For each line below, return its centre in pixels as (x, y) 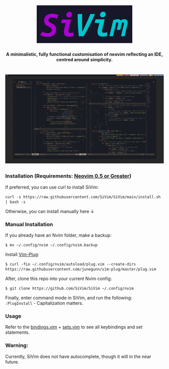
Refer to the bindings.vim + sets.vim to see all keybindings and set (74, 327)
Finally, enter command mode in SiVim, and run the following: (69, 298)
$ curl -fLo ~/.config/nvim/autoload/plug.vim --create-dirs (71, 264)
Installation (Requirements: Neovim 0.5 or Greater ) (68, 176)
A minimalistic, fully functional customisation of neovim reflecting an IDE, (84, 54)
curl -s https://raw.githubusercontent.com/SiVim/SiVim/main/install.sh (83, 197)
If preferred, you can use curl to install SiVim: (52, 187)
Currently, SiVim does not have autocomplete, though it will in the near (78, 356)
